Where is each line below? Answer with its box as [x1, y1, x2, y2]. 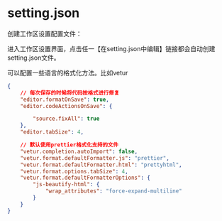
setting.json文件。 [7, 53, 60, 62]
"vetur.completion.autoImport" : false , [20, 148, 138, 155]
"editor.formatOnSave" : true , [20, 96, 110, 103]
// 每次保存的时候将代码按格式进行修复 [20, 89, 120, 97]
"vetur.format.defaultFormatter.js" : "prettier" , [20, 154, 170, 161]
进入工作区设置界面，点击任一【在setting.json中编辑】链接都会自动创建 [7, 44, 216, 53]
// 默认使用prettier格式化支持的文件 [20, 141, 119, 149]
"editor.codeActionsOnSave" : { [20, 102, 113, 109]
